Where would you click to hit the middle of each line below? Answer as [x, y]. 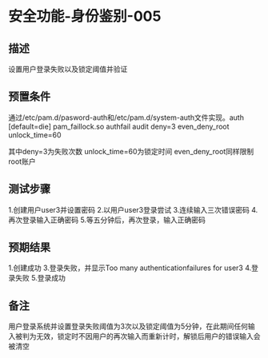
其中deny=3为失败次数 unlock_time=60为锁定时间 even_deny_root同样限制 [131, 151]
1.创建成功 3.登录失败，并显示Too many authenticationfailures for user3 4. [130, 268]
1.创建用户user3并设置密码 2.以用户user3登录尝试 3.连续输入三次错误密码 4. [133, 209]
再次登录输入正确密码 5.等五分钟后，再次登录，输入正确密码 [107, 220]
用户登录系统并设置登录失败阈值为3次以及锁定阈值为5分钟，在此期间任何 [128, 326]
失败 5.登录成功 [40, 278]
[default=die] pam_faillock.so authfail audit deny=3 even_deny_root [119, 126]
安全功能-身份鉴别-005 [85, 16]
